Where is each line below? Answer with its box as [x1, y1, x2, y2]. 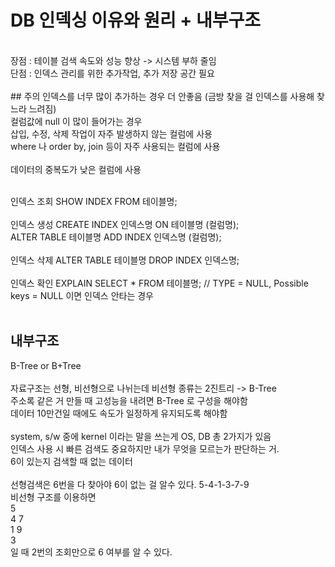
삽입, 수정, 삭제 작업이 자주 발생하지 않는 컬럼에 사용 [10, 127, 213, 140]
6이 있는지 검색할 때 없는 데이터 [10, 455, 133, 467]
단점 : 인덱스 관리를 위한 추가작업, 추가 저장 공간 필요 [10, 67, 215, 79]
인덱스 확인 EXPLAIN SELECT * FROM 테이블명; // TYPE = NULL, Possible [10, 277, 309, 289]
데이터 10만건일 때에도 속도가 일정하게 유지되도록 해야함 [10, 407, 228, 419]
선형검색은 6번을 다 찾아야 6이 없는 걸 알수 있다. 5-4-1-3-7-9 [10, 478, 250, 490]
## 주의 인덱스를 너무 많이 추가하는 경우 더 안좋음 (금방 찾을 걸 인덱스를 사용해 [10, 90, 315, 102]
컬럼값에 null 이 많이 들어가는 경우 [10, 115, 143, 127]
